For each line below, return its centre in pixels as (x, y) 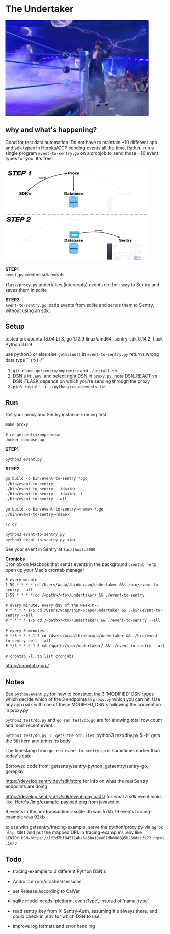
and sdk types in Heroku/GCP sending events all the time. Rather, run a (80, 148)
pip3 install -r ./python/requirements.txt (60, 387)
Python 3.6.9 (19, 344)
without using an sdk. (28, 310)
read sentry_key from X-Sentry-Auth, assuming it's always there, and (85, 911)
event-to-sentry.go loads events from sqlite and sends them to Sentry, (80, 305)
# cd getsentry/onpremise (33, 435)
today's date (18, 756)
